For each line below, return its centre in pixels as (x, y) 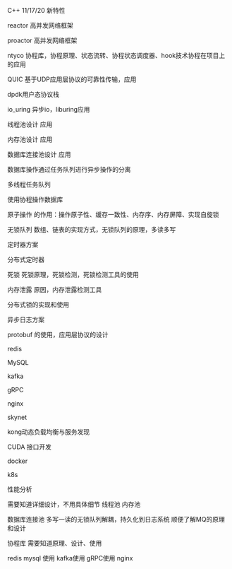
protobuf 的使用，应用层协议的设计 (58, 335)
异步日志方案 (26, 319)
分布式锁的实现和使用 (38, 305)
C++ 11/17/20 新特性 (36, 10)
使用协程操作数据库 (35, 199)
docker (18, 461)
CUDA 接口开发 (29, 447)
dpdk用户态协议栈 (33, 94)
